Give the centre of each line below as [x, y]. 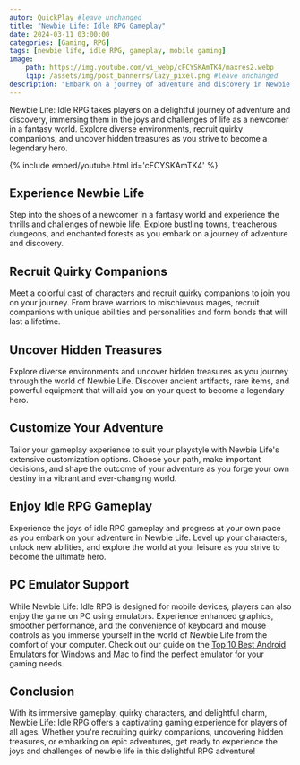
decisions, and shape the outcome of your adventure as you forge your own [149, 468]
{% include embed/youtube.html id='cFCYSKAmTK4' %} [114, 165]
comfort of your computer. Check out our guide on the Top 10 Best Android [148, 644]
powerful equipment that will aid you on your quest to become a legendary [147, 391]
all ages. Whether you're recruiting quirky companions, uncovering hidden [146, 732]
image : [21, 59]
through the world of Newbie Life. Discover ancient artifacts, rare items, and [150, 381]
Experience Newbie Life [77, 193]
